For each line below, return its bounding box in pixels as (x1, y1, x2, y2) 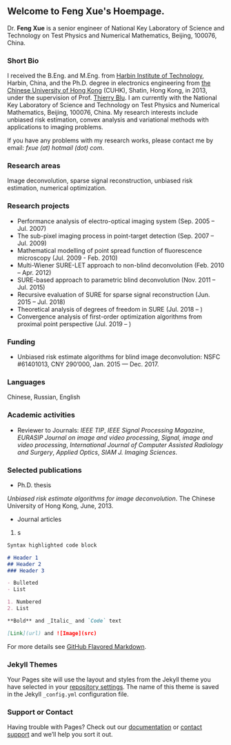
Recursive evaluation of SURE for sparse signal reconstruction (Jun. (17, 290, 210, 299)
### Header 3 (7, 567, 45, 574)
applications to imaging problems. (7, 123, 103, 131)
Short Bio (7, 55, 39, 65)
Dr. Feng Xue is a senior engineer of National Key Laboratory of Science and (7, 23, 225, 32)
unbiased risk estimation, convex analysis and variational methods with (7, 115, 209, 124)
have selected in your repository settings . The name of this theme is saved (7, 682, 219, 690)
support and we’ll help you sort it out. (7, 730, 113, 739)
